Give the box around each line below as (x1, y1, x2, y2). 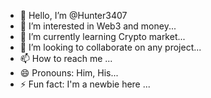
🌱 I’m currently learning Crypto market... (19, 31, 186, 42)
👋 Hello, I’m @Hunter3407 (19, 10, 128, 21)
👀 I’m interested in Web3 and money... (19, 20, 177, 32)
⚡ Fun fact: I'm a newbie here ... (19, 78, 151, 90)
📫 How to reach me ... (19, 53, 113, 64)
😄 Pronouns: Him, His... (19, 67, 119, 79)
